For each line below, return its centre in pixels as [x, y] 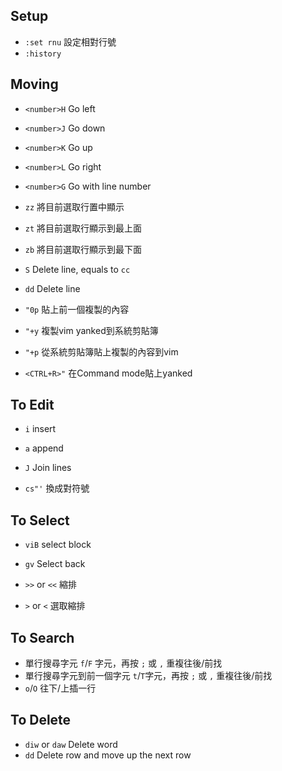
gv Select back [55, 564]
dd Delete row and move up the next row [108, 755]
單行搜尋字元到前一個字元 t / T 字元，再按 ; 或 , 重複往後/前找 [148, 676]
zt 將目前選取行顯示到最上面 [83, 228]
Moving [34, 84]
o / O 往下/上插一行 [60, 688]
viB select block [58, 545]
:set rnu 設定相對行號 [70, 41]
